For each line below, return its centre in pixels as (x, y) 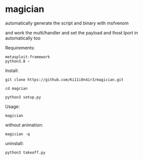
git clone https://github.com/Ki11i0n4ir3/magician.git (64, 79)
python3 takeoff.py (25, 152)
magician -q (17, 134)
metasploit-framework (28, 57)
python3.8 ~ (17, 61)
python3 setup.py (23, 97)
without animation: (24, 125)
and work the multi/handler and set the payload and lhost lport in (72, 32)
